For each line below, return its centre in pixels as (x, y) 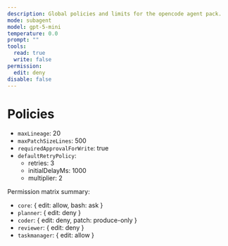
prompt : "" (23, 40)
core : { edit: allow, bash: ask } (60, 205)
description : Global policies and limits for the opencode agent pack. (114, 14)
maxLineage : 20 (39, 134)
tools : (17, 46)
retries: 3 (41, 163)
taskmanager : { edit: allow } (56, 235)
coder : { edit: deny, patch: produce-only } (77, 220)
